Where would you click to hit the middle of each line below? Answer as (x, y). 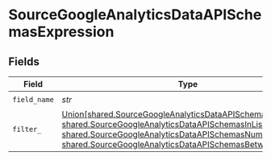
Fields (24, 62)
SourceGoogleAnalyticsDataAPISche (135, 15)
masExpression (61, 32)
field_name (33, 99)
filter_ (27, 129)
